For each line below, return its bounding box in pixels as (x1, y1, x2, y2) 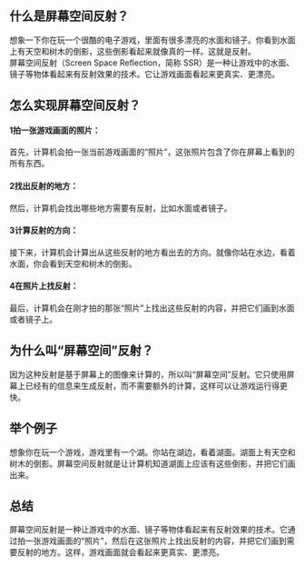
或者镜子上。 (9, 314, 57, 325)
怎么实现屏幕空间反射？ (9, 98, 141, 114)
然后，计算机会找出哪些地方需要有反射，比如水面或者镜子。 (9, 203, 232, 213)
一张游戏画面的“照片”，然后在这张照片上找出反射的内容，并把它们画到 (25, 535, 288, 547)
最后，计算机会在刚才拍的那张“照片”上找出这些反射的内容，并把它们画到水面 (9, 303, 295, 313)
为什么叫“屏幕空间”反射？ (9, 343, 154, 359)
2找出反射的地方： (9, 181, 79, 191)
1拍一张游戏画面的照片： (9, 124, 102, 135)
